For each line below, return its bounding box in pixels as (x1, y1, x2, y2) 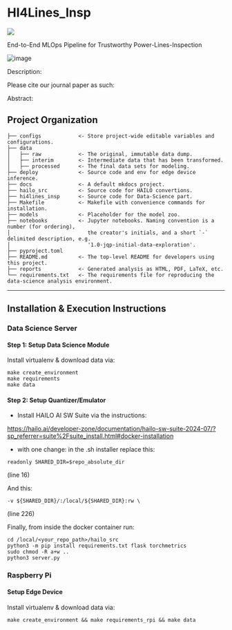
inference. (7, 175, 39, 182)
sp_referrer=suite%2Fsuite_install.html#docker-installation (7, 432, 174, 440)
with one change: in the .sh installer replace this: (17, 446, 155, 454)
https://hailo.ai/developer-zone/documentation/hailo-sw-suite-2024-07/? (7, 425, 216, 433)
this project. (7, 259, 48, 267)
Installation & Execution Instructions (7, 303, 166, 315)
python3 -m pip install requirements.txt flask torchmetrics (7, 542, 187, 550)
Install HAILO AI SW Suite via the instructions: (17, 411, 147, 419)
